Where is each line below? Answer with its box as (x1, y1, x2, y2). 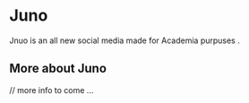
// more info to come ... (9, 84, 94, 95)
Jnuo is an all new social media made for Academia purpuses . (9, 35, 240, 46)
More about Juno (9, 61, 107, 76)
